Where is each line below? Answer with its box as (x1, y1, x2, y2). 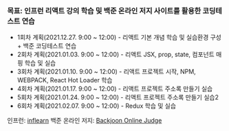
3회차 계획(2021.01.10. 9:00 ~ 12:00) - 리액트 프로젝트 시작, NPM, (17, 67, 196, 76)
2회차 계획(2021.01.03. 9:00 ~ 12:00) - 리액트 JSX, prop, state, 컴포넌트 (17, 50, 215, 59)
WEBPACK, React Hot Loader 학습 (17, 76, 113, 84)
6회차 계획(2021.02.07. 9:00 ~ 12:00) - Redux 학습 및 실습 (17, 102, 177, 110)
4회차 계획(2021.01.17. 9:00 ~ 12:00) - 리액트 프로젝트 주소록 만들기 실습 (17, 84, 213, 93)
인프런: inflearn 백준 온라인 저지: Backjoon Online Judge (7, 117, 162, 125)
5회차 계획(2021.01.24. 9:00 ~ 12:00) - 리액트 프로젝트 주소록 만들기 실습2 (17, 93, 219, 102)
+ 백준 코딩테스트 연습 (17, 42, 77, 50)
